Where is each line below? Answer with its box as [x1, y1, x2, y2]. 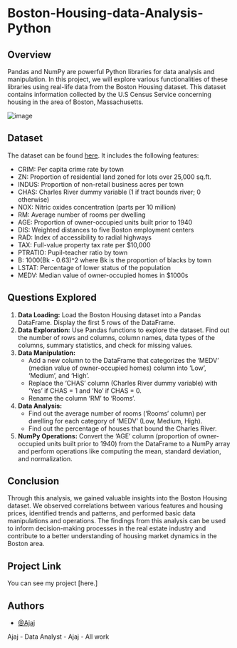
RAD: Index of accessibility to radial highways [17, 233, 152, 242]
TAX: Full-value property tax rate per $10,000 [17, 240, 151, 249]
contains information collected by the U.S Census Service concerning [7, 91, 212, 98]
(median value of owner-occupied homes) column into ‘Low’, [28, 364, 206, 372]
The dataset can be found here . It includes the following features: [7, 151, 199, 160]
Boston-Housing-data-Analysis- [7, 5, 204, 21]
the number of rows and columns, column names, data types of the [17, 333, 216, 341]
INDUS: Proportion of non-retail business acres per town [17, 180, 184, 188]
